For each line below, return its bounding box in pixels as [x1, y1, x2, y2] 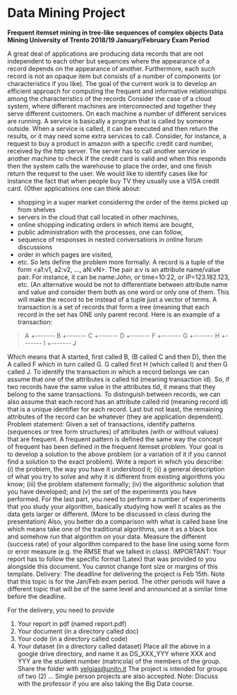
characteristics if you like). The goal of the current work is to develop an [7, 79, 217, 87]
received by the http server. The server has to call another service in [7, 147, 207, 155]
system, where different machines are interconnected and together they [7, 102, 217, 110]
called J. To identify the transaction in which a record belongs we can [7, 367, 209, 376]
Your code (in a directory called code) [17, 634, 128, 643]
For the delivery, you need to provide [7, 605, 115, 614]
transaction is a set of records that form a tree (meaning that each [17, 302, 209, 311]
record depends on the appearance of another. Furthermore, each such [7, 64, 215, 73]
